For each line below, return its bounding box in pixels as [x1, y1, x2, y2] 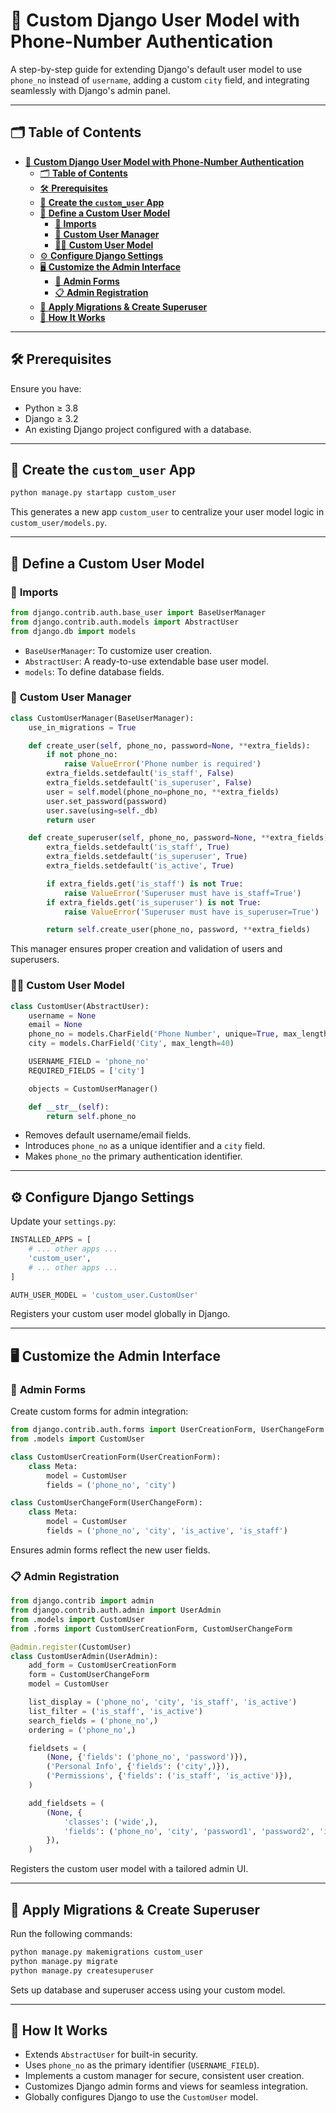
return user [46, 815, 97, 825]
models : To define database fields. [24, 665, 165, 678]
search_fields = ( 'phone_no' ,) [28, 1715, 159, 1726]
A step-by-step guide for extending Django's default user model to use [10, 63, 303, 75]
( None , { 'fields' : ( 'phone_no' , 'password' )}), [46, 1752, 248, 1763]
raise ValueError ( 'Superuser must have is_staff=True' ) [63, 888, 302, 898]
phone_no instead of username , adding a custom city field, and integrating [10, 74, 310, 86]
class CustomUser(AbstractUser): [10, 1001, 150, 1011]
